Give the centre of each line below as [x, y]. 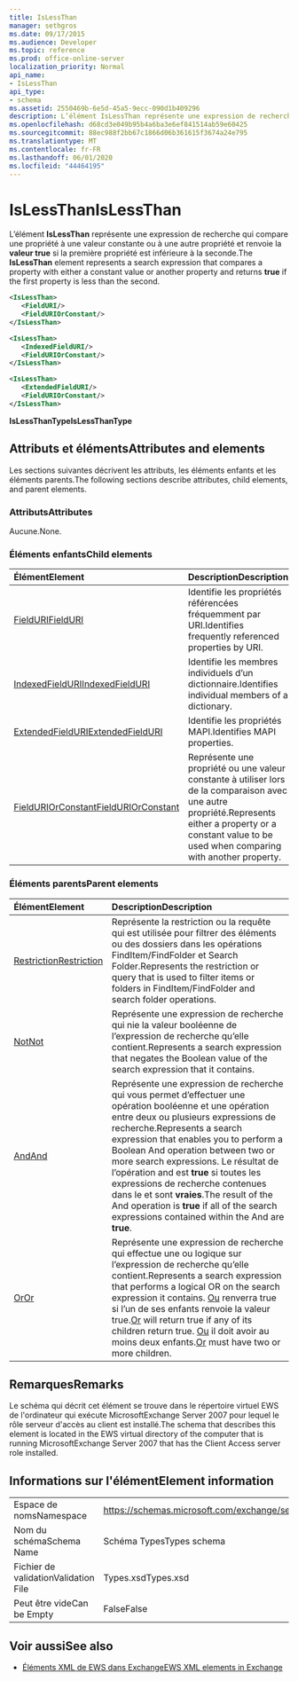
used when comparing [235, 846]
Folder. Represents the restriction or [185, 966]
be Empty [34, 1614]
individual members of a [238, 695]
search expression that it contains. [183, 1069]
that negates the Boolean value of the [189, 1058]
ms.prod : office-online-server [67, 59]
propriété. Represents [232, 813]
